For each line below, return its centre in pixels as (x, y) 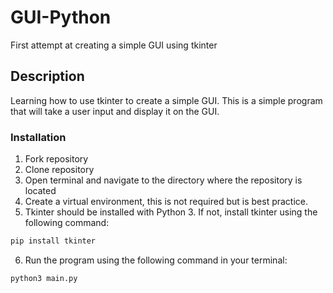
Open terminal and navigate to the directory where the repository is (163, 180)
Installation (38, 137)
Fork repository (56, 159)
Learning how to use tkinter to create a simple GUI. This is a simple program (166, 100)
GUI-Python (61, 17)
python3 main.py (44, 278)
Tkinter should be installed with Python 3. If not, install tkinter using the (171, 212)
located (40, 191)
